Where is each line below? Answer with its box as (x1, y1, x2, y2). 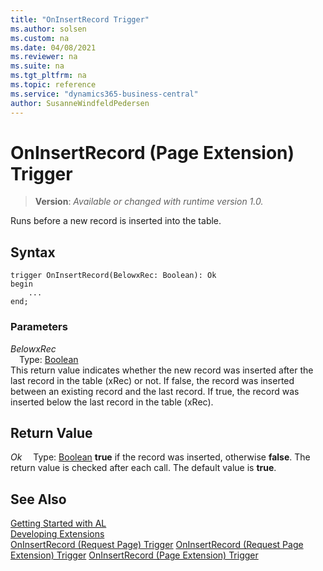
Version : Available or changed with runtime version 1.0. (34, 196, 264, 208)
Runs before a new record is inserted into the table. (10, 215, 222, 227)
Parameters (10, 320, 68, 334)
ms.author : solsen (10, 24, 87, 34)
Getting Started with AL (10, 517, 107, 530)
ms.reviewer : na (10, 52, 78, 62)
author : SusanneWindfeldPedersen (10, 98, 150, 108)
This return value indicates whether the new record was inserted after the (10, 364, 314, 376)
